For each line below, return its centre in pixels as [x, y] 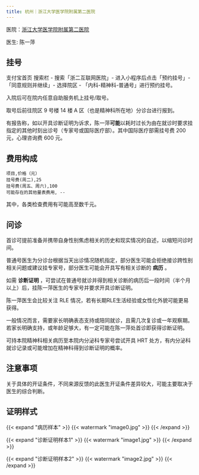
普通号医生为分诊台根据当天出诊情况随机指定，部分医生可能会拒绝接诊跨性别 [99, 260]
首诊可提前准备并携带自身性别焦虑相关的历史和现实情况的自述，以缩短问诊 [97, 240]
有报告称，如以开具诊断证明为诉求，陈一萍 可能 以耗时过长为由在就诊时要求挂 [99, 123]
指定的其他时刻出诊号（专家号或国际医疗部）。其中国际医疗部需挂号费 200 [96, 131]
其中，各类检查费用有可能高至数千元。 [53, 204]
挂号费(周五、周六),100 [32, 186]
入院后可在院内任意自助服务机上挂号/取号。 [59, 98]
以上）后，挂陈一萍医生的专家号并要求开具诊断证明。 [71, 288]
